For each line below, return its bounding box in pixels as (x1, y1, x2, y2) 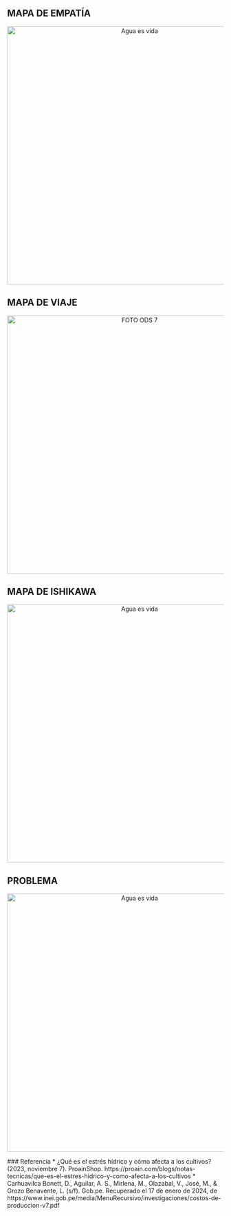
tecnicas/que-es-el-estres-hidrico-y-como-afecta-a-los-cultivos (7, 1172, 191, 1180)
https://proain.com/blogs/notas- (104, 1165, 196, 1173)
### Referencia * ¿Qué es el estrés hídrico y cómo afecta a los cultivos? (7, 1157, 212, 1166)
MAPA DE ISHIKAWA (7, 586, 97, 598)
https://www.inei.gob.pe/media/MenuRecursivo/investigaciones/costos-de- (7, 1194, 221, 1202)
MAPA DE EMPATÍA (7, 8, 91, 19)
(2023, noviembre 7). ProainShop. (7, 1165, 103, 1173)
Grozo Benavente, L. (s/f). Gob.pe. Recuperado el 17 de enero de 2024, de (7, 1186, 218, 1195)
